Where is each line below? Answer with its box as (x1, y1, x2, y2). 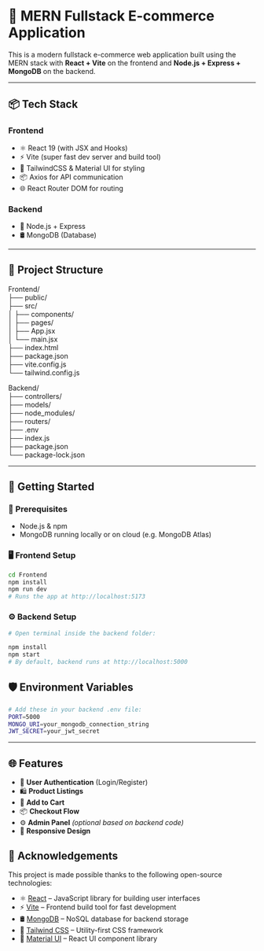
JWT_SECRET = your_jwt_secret (8, 728, 101, 735)
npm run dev (8, 585, 47, 593)
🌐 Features (8, 757, 64, 770)
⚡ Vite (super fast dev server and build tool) (19, 152, 161, 161)
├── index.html (8, 342, 59, 352)
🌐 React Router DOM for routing (19, 183, 124, 193)
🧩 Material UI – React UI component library (19, 934, 158, 943)
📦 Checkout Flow (19, 806, 80, 816)
